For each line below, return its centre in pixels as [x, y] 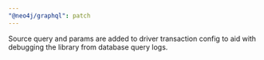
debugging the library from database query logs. [88, 47]
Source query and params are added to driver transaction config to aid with [132, 38]
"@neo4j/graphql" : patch [49, 16]
